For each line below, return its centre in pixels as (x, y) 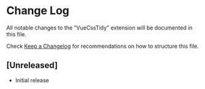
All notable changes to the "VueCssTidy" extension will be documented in (99, 28)
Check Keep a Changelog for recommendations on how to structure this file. (103, 46)
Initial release (32, 80)
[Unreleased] (32, 65)
